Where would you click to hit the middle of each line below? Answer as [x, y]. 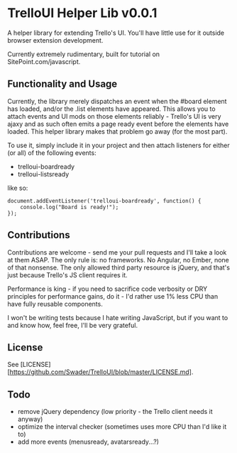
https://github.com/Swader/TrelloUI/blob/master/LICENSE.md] [100, 372]
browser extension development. [55, 40]
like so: [18, 188]
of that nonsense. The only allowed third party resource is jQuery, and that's [119, 267]
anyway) [30, 419]
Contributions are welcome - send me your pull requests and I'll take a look [117, 252]
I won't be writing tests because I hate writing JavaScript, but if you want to [118, 317]
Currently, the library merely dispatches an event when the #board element [117, 101]
